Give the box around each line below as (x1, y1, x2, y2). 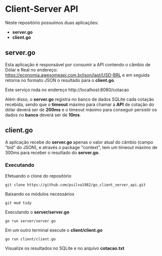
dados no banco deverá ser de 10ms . (5, 112, 81, 118)
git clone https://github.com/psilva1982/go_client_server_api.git (5, 182, 146, 187)
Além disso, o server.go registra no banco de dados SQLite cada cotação (5, 96, 154, 102)
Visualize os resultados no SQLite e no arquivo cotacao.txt (5, 245, 125, 251)
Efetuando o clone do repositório (5, 173, 72, 179)
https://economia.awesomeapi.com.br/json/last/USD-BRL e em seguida (5, 72, 150, 78)
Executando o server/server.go (5, 209, 70, 215)
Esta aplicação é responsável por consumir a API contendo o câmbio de (5, 61, 151, 67)
